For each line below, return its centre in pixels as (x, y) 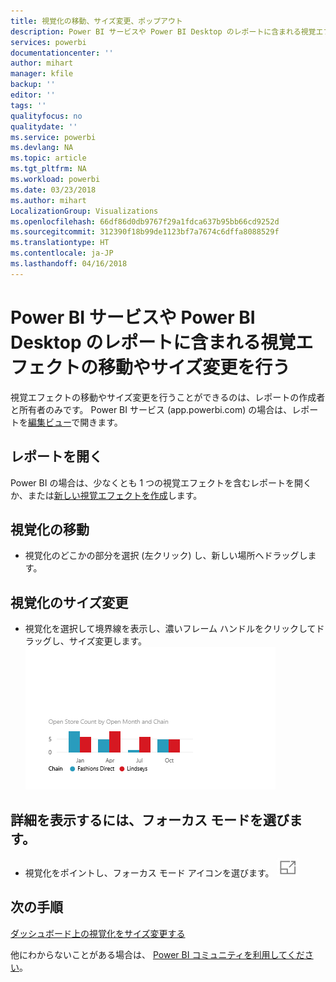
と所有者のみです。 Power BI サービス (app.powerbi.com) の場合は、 (151, 409)
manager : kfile (42, 74)
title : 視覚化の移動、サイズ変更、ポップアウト (96, 21)
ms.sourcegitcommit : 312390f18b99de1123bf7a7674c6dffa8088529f (145, 232)
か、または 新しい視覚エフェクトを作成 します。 (106, 495)
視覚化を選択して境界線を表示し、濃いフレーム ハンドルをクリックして (170, 629)
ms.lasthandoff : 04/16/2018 (69, 264)
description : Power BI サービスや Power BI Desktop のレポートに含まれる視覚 (163, 31)
